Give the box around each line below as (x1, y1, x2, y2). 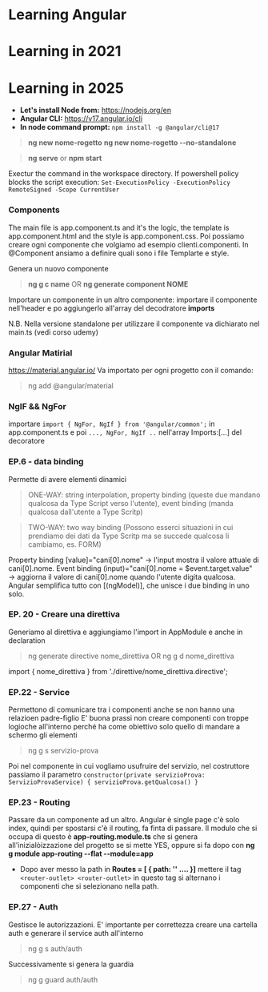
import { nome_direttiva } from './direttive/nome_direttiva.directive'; (8, 666, 228, 676)
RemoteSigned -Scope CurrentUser (8, 186, 120, 194)
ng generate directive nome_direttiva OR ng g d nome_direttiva (27, 651, 234, 661)
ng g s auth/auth (27, 943, 82, 954)
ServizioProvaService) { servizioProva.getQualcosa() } (8, 778, 198, 786)
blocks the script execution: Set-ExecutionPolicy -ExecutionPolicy (8, 178, 230, 187)
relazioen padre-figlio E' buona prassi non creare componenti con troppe (8, 713, 250, 723)
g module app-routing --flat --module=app (8, 849, 154, 858)
